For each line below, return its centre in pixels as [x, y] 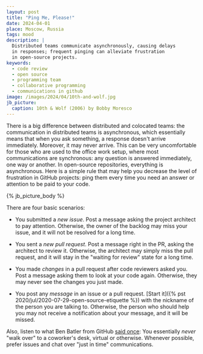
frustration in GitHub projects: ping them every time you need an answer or [101, 177]
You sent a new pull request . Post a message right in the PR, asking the [104, 244]
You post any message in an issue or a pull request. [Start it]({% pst [100, 294]
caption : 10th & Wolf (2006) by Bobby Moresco [72, 108]
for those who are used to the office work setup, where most [83, 151]
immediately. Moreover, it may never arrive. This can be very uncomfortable [101, 145]
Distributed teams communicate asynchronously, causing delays [94, 46]
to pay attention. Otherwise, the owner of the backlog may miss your [101, 225]
